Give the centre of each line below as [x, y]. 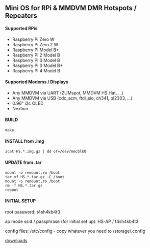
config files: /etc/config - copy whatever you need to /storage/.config [75, 231]
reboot [12, 190]
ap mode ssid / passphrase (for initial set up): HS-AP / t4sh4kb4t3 [72, 221]
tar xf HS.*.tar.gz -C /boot [35, 177]
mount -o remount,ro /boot [33, 182]
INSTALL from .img [25, 141]
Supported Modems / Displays [37, 82]
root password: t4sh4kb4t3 [33, 212]
